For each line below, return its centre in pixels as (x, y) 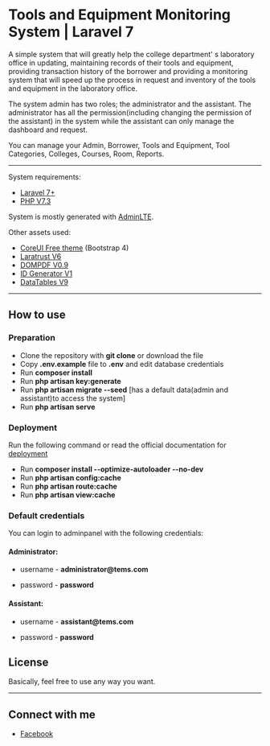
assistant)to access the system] (73, 398)
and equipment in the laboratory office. (73, 88)
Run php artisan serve (57, 406)
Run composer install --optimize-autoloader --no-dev (112, 469)
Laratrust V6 (41, 256)
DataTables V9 (44, 282)
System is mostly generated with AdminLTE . (81, 216)
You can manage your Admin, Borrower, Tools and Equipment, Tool (119, 145)
